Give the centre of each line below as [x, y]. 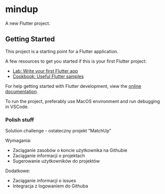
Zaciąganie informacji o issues [44, 181]
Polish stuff [20, 120]
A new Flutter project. [28, 23]
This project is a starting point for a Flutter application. [62, 51]
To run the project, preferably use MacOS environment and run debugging [83, 101]
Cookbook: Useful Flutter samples [48, 76]
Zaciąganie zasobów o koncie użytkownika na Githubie [70, 151]
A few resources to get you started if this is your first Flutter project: [76, 61]
